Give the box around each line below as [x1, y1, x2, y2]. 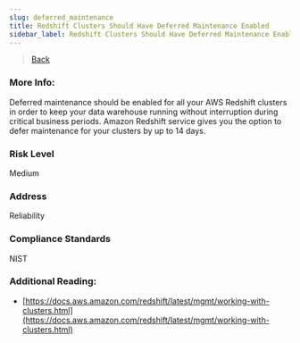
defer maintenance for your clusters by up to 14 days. [9, 125, 206, 136]
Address [9, 189, 47, 202]
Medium [9, 167, 40, 179]
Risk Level [9, 147, 55, 160]
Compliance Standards [9, 233, 112, 246]
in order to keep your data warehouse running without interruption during [9, 106, 279, 117]
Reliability [9, 211, 46, 222]
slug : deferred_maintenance [9, 13, 114, 22]
